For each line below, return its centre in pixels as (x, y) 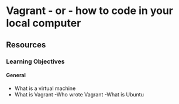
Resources (26, 45)
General (16, 75)
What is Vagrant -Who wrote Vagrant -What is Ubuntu (79, 94)
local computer (44, 23)
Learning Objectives (36, 61)
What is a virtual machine (45, 88)
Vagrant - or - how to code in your (90, 11)
